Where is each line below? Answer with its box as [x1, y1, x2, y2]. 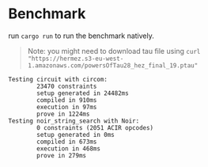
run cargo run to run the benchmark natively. [8, 31, 154, 40]
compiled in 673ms [36, 138, 97, 146]
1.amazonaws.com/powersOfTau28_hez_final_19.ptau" [27, 61, 199, 70]
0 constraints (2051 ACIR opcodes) [36, 123, 154, 131]
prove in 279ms [36, 151, 87, 159]
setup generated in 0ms [36, 131, 115, 139]
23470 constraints [36, 82, 97, 90]
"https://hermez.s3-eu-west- [27, 55, 124, 63]
